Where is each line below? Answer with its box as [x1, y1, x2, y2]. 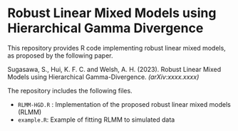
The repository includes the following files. [7, 86, 133, 95]
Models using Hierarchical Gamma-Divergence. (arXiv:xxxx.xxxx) [7, 73, 200, 81]
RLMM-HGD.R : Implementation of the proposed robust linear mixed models [17, 100, 232, 108]
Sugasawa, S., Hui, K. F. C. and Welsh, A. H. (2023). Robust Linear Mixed [7, 65, 222, 73]
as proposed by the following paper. [7, 51, 113, 60]
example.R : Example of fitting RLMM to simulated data [17, 115, 175, 124]
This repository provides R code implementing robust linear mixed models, [7, 43, 226, 52]
